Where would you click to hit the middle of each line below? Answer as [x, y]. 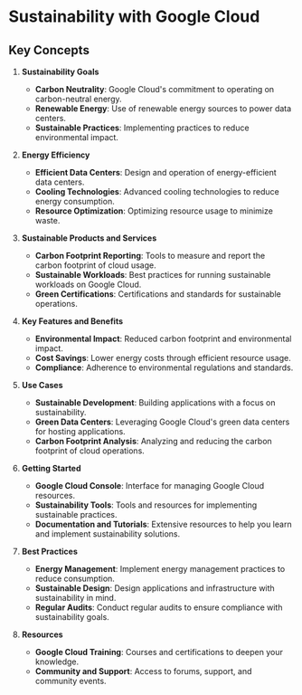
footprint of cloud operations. [90, 451]
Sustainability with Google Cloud [134, 17]
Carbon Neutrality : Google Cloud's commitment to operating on [155, 89]
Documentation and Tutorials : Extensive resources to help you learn [163, 524]
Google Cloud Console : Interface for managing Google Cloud [149, 486]
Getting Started [52, 468]
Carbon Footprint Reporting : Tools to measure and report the [150, 256]
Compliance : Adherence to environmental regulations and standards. [164, 367]
